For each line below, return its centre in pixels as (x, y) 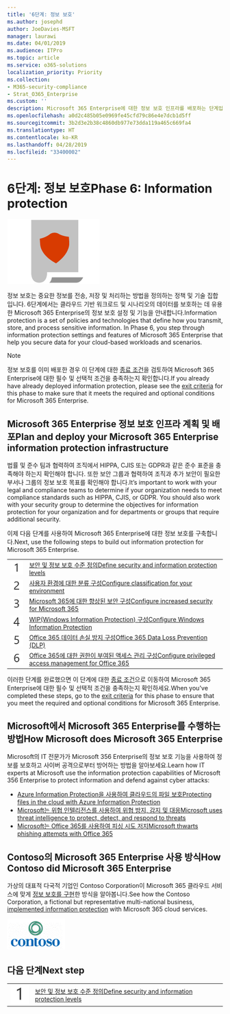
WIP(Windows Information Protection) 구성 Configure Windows (117, 619)
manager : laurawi (32, 36)
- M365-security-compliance (47, 87)
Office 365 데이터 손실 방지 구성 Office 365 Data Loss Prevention (118, 637)
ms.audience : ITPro (35, 51)
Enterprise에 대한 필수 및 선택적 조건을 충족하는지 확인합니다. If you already (108, 378)
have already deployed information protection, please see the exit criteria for (115, 386)
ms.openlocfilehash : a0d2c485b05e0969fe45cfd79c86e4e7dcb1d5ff (99, 116)
